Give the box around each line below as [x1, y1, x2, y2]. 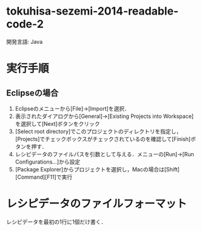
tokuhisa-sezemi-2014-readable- [6, 4, 179, 18]
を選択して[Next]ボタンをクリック [15, 120, 100, 127]
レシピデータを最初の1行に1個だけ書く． [6, 218, 107, 226]
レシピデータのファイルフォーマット [6, 197, 187, 211]
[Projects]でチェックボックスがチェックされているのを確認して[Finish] [15, 135, 191, 142]
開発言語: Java [6, 38, 43, 45]
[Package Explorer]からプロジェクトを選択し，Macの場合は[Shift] [15, 165, 180, 173]
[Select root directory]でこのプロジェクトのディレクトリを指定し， [15, 128, 182, 135]
